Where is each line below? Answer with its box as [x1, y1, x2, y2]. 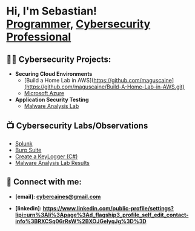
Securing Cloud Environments [15, 70, 93, 77]
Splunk [15, 139, 33, 147]
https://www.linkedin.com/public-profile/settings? [42, 204, 174, 212]
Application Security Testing [15, 96, 89, 103]
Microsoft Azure [24, 90, 65, 96]
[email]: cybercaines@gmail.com [15, 193, 101, 200]
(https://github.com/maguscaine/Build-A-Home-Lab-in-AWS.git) [24, 83, 185, 90]
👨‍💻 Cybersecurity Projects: [6, 54, 111, 64]
